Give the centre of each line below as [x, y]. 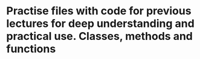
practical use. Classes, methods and [100, 36]
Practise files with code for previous [99, 11]
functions [31, 49]
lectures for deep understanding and [100, 24]
